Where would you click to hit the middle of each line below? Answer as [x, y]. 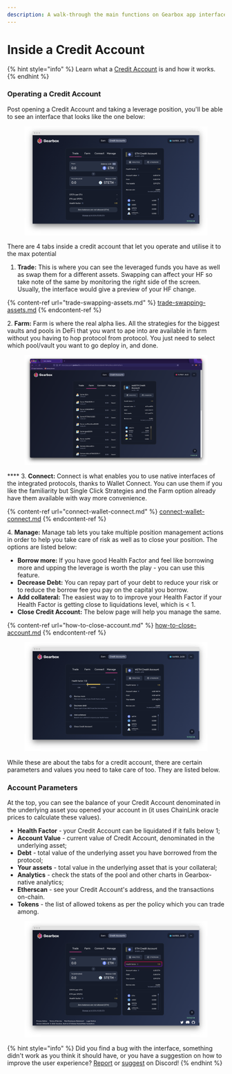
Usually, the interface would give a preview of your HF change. [107, 289]
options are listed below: [42, 547]
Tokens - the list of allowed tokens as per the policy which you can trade [121, 904]
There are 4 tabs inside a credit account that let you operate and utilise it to [114, 246]
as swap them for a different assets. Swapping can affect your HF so [115, 275]
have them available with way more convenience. [77, 498]
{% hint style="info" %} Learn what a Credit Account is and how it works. [112, 69]
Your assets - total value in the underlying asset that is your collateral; [117, 868]
